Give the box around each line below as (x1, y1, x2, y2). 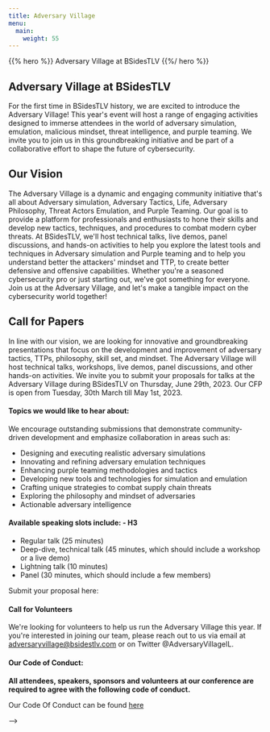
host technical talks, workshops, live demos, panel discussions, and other (8, 362, 253, 372)
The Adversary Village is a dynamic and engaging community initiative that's (8, 189, 263, 198)
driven (8, 432, 30, 442)
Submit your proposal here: (8, 586, 99, 596)
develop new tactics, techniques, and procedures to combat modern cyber (8, 223, 257, 232)
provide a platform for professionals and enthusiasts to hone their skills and (8, 214, 259, 224)
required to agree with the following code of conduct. (8, 684, 191, 694)
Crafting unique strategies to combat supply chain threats (19, 482, 212, 492)
